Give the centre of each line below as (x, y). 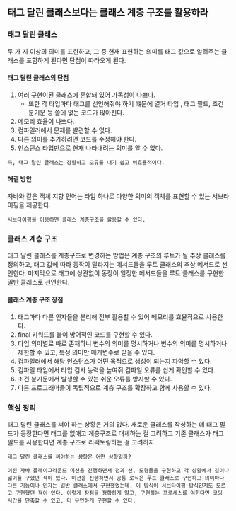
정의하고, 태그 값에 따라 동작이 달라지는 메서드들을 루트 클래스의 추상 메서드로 (114, 265)
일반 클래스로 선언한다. (39, 282)
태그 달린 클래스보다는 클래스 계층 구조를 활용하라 (108, 13)
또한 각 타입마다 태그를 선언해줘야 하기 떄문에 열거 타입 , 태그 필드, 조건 (126, 103)
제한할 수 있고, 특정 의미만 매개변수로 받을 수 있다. (86, 352)
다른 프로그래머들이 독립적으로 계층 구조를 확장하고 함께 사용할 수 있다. (114, 387)
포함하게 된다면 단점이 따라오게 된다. (76, 60)
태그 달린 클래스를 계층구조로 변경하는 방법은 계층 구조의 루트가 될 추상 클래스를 (117, 255)
